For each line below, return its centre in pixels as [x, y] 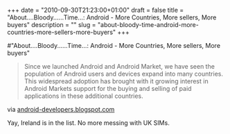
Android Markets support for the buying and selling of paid [108, 89]
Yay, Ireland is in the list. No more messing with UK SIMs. [88, 123]
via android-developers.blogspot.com [61, 109]
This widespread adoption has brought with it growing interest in [116, 81]
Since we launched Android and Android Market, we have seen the [119, 66]
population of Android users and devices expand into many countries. [124, 74]
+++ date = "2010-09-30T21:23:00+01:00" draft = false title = [96, 10]
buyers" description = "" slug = [52, 25]
